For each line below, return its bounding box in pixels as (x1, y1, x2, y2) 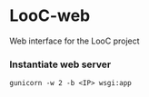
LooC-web (9, 5, 91, 26)
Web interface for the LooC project (9, 35, 140, 46)
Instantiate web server (9, 58, 112, 71)
